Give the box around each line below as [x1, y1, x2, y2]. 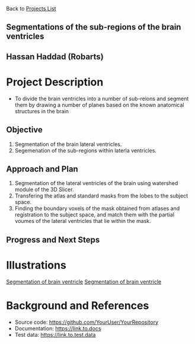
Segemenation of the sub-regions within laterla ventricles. [14, 146, 157, 154]
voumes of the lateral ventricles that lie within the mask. [14, 218, 151, 225]
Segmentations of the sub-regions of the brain [6, 22, 181, 32]
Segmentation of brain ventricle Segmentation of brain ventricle [6, 278, 162, 285]
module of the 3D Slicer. [14, 186, 74, 193]
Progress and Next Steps [6, 234, 100, 245]
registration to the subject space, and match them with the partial [14, 211, 175, 218]
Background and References [6, 299, 149, 312]
